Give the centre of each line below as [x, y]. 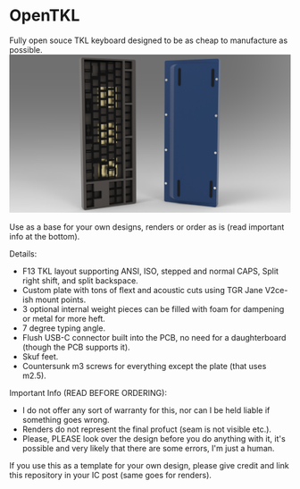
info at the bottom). [45, 236]
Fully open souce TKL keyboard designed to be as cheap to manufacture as [149, 40]
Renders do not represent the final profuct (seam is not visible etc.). [147, 429]
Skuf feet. [40, 356]
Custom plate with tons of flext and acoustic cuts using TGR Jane [142, 290]
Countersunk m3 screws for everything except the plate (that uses [144, 366]
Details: [23, 253]
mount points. [61, 299]
